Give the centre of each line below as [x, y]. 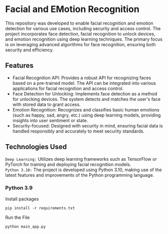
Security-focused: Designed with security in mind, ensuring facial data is [88, 126]
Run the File [18, 217]
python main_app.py [26, 226]
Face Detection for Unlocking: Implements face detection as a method [85, 93]
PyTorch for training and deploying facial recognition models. [68, 164]
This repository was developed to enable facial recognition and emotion [79, 23]
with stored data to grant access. [47, 104]
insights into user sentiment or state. [50, 120]
